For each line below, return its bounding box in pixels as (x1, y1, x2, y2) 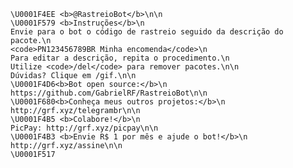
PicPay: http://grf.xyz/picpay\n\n (10, 123, 159, 133)
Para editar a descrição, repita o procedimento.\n (10, 53, 230, 63)
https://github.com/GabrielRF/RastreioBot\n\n (10, 88, 208, 98)
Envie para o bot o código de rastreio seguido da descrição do (10, 27, 284, 37)
